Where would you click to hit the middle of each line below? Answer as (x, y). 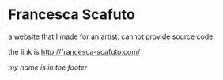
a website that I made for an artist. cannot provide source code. (111, 36)
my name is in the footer (48, 67)
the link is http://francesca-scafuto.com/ (74, 51)
